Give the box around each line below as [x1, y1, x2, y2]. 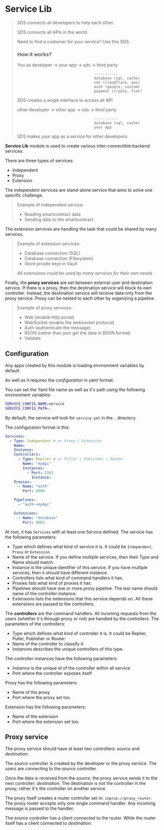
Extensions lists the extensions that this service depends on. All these [12, 596, 153, 601]
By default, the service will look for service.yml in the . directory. [5, 415, 137, 420]
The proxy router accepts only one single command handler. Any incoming [5, 801, 156, 806]
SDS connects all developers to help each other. [17, 20, 114, 26]
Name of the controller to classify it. [12, 641, 85, 647]
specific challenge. [5, 192, 44, 198]
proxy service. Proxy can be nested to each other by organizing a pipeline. [5, 295, 155, 301]
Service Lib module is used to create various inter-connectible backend [5, 143, 150, 149]
